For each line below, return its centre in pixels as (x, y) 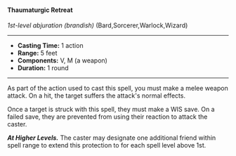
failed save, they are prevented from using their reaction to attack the (107, 117)
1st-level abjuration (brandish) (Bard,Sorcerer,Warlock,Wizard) (98, 25)
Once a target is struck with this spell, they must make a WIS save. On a (111, 110)
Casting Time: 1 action (50, 46)
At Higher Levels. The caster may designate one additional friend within (112, 138)
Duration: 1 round (43, 68)
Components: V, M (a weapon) (62, 60)
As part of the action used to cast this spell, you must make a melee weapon (118, 89)
